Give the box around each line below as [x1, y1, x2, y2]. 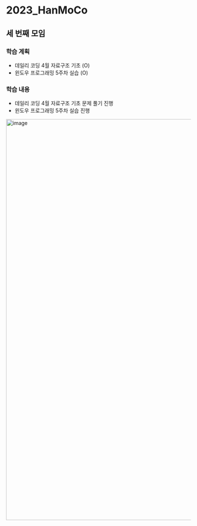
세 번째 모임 [6, 28, 46, 38]
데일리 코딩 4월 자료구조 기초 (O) [14, 62, 90, 69]
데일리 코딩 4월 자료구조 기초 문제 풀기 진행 [14, 100, 114, 107]
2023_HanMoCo [6, 4, 88, 17]
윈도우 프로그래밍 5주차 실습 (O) [14, 69, 89, 76]
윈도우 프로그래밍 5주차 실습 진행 [14, 107, 90, 114]
